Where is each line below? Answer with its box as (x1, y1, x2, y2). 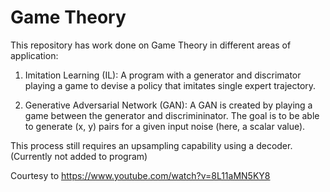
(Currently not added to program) (10, 150, 148, 162)
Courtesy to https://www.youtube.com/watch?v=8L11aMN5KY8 (10, 169, 271, 181)
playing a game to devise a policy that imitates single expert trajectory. (24, 79, 317, 91)
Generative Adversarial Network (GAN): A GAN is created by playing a (24, 99, 313, 111)
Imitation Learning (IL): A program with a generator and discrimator (24, 69, 302, 81)
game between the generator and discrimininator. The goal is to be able (24, 109, 320, 121)
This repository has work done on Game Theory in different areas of (10, 39, 292, 51)
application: (10, 49, 59, 61)
